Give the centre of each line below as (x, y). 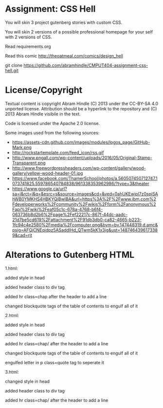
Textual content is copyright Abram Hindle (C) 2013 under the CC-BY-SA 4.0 (81, 104)
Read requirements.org (28, 46)
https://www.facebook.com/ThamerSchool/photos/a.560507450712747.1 (85, 178)
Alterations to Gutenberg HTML (70, 255)
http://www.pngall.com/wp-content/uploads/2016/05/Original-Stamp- (82, 158)
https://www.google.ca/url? (39, 189)
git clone (14, 65)
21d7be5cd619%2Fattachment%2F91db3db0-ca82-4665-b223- (77, 219)
